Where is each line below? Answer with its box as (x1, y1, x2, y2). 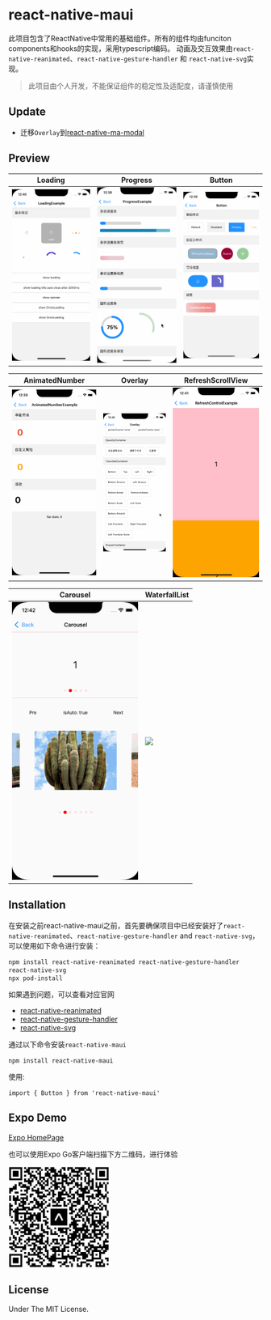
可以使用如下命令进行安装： (8, 940, 101, 950)
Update (8, 105, 47, 119)
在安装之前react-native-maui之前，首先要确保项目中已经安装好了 (8, 920, 224, 930)
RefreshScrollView (184, 375, 248, 385)
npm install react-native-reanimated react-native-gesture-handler (8, 957, 240, 966)
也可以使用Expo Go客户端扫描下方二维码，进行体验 (8, 1149, 178, 1159)
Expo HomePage (8, 1132, 65, 1142)
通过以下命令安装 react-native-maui (8, 1039, 127, 1049)
